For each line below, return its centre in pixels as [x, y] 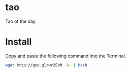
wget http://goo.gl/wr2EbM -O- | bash [46, 65]
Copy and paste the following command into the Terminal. [66, 56]
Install [19, 42]
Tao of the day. [21, 21]
